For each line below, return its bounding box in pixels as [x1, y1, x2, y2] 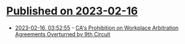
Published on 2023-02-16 [6, 4, 138, 18]
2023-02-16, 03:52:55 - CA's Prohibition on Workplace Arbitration [14, 24, 179, 31]
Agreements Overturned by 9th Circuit [14, 30, 110, 37]
